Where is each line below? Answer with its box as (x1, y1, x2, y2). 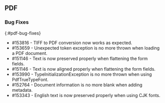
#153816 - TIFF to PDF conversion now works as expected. (11, 40, 132, 46)
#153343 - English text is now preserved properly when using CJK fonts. (11, 92, 161, 98)
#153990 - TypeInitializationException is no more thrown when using (11, 71, 152, 77)
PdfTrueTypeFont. (11, 76, 49, 82)
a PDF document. (11, 50, 48, 56)
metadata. (11, 87, 33, 93)
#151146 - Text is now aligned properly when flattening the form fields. (11, 66, 156, 72)
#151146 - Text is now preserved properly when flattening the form (11, 55, 148, 61)
